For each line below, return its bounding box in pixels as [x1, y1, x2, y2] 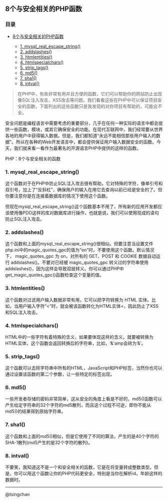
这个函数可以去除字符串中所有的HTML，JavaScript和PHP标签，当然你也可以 [5, 365, 162, 371]
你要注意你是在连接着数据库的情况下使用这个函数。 [5, 193, 110, 199]
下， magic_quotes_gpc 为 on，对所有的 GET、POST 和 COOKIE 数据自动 [5, 253, 156, 259]
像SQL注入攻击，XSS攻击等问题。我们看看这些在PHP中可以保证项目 [17, 97, 158, 103]
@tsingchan [5, 492, 30, 498]
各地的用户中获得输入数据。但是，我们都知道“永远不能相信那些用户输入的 [5, 132, 156, 138]
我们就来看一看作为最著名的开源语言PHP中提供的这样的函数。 [13, 145, 141, 151]
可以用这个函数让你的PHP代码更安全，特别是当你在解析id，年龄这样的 [18, 471, 162, 477]
